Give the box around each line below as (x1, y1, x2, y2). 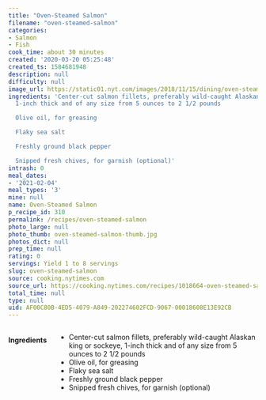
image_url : (8, 85, 44, 93)
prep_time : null (8, 245, 62, 253)
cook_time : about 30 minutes (8, 48, 104, 56)
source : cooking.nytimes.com (8, 274, 104, 282)
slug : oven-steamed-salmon (8, 267, 97, 275)
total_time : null (8, 289, 66, 297)
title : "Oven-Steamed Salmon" (8, 11, 108, 20)
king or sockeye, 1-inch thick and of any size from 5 (68, 341, 237, 350)
